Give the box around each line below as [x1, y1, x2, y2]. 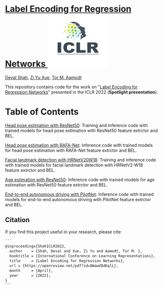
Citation [5, 216, 30, 224]
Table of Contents [5, 106, 79, 118]
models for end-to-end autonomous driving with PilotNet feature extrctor [5, 196, 151, 202]
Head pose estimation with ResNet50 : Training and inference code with [5, 122, 148, 128]
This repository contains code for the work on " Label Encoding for [5, 84, 138, 90]
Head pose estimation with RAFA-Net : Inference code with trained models [5, 142, 153, 148]
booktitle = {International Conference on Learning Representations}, [9, 253, 156, 258]
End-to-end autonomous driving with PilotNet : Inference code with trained [5, 191, 154, 197]
